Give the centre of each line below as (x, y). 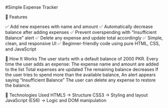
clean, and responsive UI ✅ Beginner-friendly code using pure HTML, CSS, (83, 43)
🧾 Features (16, 17)
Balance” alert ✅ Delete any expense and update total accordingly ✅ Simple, (84, 38)
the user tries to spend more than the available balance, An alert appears (80, 75)
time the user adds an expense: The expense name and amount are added (82, 64)
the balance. (18, 85)
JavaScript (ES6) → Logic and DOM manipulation (56, 100)
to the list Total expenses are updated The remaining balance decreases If (82, 69)
